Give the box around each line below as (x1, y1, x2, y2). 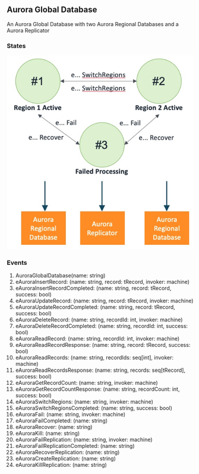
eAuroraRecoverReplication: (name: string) (15, 448, 120, 456)
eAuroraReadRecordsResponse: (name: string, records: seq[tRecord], (15, 366, 186, 374)
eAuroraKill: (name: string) (15, 430, 80, 437)
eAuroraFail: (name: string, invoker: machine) (15, 411, 126, 418)
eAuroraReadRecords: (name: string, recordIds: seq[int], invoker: (15, 354, 174, 361)
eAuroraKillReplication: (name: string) (15, 462, 108, 469)
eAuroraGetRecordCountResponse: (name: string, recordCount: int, (15, 385, 180, 393)
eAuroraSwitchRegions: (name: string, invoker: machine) (15, 398, 154, 406)
